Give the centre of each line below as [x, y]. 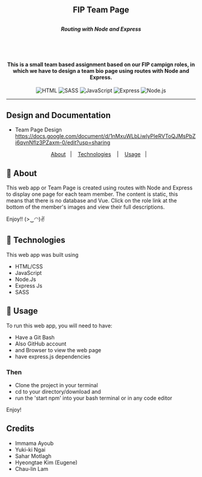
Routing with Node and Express [101, 29]
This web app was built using [42, 254]
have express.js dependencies [53, 356]
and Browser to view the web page [58, 350]
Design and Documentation [59, 115]
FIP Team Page [101, 10]
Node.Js [25, 279]
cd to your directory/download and [58, 391]
